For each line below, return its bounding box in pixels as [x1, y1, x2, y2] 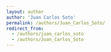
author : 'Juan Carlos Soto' [6, 14, 76, 20]
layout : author [6, 8, 44, 15]
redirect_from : [6, 25, 44, 32]
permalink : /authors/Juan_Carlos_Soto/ [6, 20, 106, 26]
